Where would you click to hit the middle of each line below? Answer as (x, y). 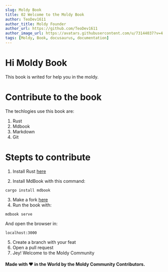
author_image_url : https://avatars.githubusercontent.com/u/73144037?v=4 (84, 33)
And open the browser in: (31, 223)
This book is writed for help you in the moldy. (52, 77)
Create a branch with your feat (44, 242)
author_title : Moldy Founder (36, 24)
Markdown (24, 131)
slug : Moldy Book (23, 10)
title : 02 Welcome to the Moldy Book (45, 15)
